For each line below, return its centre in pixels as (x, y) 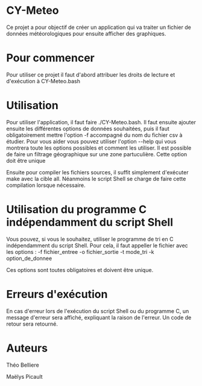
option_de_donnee (29, 258)
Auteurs (27, 348)
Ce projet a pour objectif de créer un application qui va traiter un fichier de (99, 27)
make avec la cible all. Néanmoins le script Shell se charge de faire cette (96, 179)
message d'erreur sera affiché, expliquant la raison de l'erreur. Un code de (99, 317)
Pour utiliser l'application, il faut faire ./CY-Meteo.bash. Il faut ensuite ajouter (101, 122)
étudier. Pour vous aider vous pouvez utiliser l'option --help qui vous (91, 141)
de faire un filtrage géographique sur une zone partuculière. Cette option (97, 154)
